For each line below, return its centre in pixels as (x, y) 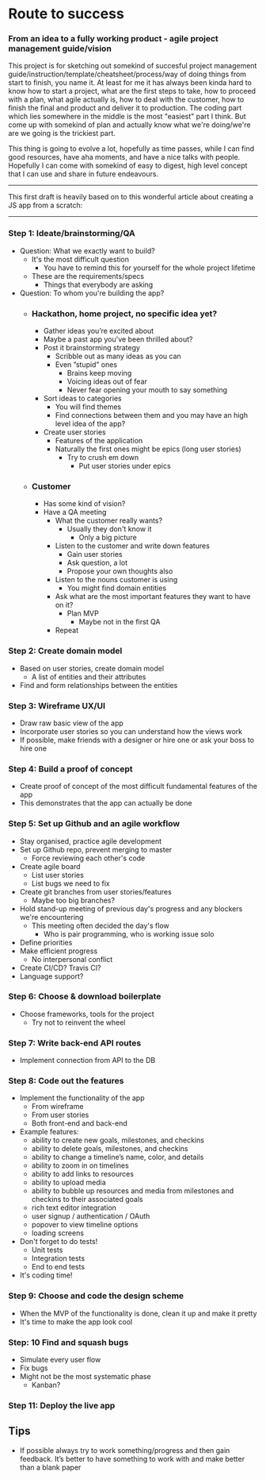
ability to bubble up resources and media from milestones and (133, 1191)
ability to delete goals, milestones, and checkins (110, 1149)
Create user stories (74, 432)
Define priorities (46, 942)
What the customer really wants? (109, 520)
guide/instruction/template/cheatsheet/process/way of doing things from (127, 74)
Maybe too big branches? (73, 900)
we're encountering (51, 917)
